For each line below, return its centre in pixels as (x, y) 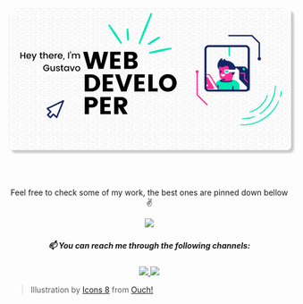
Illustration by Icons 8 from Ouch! (92, 290)
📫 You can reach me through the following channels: (149, 245)
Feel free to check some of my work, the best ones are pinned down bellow (149, 192)
